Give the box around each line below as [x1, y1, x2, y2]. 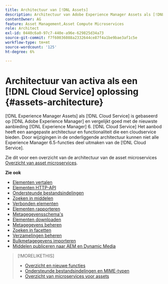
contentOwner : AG [5, 17, 41, 22]
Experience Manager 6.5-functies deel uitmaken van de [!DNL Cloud [5, 140, 146, 146]
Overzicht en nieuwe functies [24, 262, 86, 268]
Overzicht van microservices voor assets [24, 273, 109, 279]
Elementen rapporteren [12, 206, 60, 212]
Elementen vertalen [12, 179, 52, 185]
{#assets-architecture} [5, 96, 103, 108]
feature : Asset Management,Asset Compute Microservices [5, 21, 124, 27]
